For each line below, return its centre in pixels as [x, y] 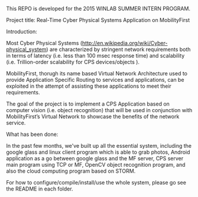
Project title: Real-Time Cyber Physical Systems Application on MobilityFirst [98, 20]
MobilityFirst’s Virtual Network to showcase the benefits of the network [93, 116]
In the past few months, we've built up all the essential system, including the [99, 146]
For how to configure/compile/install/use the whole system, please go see [96, 182]
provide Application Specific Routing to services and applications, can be [95, 80]
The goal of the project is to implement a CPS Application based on [88, 104]
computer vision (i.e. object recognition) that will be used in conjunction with [99, 110]
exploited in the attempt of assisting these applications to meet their [89, 86]
